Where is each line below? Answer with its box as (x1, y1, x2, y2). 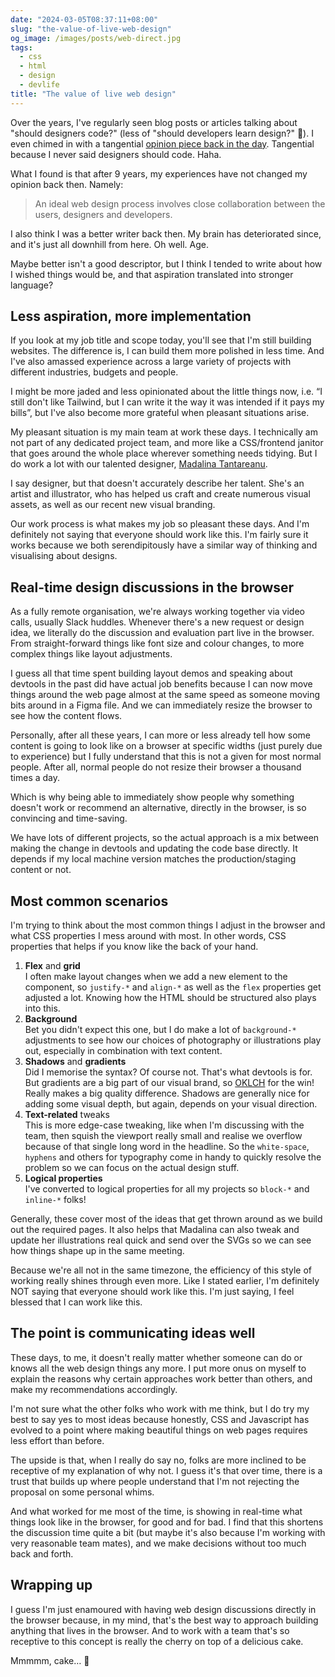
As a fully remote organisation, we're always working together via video (10, 606, 305, 618)
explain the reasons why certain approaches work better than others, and (10, 1372, 313, 1385)
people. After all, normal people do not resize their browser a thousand (10, 761, 302, 773)
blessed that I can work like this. (10, 1296, 143, 1308)
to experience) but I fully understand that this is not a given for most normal (10, 751, 322, 763)
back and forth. (10, 1547, 74, 1560)
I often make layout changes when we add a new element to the (24, 971, 288, 983)
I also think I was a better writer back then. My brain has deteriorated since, (10, 227, 322, 240)
